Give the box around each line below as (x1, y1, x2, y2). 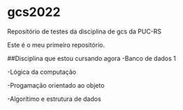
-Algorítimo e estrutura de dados (7, 95, 101, 103)
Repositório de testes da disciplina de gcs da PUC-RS (7, 27, 162, 36)
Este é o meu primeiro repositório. (7, 40, 105, 49)
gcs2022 (7, 4, 61, 20)
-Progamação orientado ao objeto (7, 81, 105, 89)
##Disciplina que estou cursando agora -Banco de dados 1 (7, 54, 177, 63)
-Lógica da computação (7, 68, 77, 76)
